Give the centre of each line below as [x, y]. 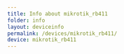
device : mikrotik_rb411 [42, 40]
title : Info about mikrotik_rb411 [58, 14]
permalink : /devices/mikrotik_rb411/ [62, 33]
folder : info [26, 20]
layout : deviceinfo [36, 27]
